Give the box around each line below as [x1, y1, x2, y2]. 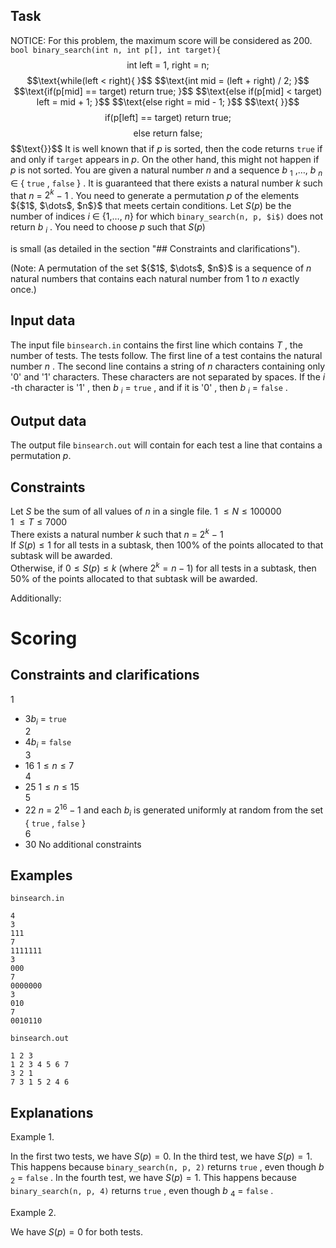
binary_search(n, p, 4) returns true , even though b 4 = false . [10, 1185, 274, 1199]
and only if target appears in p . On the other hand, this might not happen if [10, 153, 320, 165]
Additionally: [10, 592, 62, 604]
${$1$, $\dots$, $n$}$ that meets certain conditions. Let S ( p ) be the [10, 200, 292, 212]
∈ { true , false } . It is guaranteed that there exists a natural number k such [10, 177, 323, 189]
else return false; [133, 127, 203, 139]
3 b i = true [24, 712, 67, 727]
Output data [10, 413, 87, 430]
